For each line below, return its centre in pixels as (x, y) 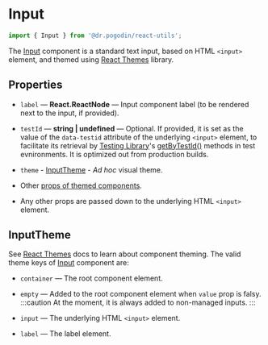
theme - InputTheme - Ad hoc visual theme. (91, 169)
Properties (36, 85)
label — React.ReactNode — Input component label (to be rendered (134, 104)
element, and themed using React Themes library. (91, 59)
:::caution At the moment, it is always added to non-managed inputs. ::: (138, 302)
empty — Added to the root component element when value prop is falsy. (140, 294)
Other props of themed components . (81, 185)
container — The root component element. (91, 278)
